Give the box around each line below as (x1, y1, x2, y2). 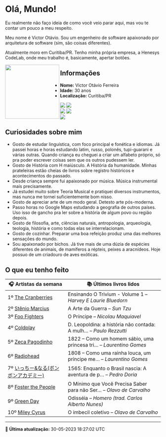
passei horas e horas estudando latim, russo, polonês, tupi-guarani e (12, 146, 153, 152)
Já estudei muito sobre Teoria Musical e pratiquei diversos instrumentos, (12, 188, 161, 194)
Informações (60, 69, 100, 78)
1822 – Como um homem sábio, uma (68, 335, 154, 342)
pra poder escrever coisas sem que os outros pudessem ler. (12, 157, 135, 163)
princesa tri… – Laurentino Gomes (68, 342, 147, 349)
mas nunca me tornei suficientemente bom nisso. (12, 194, 113, 200)
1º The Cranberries (7, 294, 53, 301)
